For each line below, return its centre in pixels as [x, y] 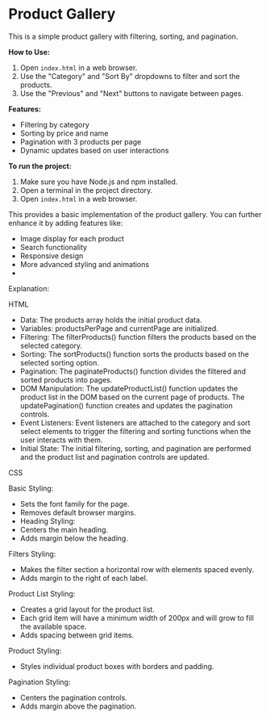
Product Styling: [35, 650]
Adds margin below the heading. [74, 538]
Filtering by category [55, 124]
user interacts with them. [61, 440]
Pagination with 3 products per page [81, 141]
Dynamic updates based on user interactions [94, 150]
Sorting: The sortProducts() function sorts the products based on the [135, 354]
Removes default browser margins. [78, 512]
